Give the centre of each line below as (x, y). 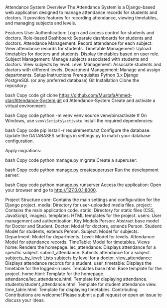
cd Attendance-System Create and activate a (109, 101)
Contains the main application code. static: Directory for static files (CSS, (80, 210)
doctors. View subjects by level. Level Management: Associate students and (83, 64)
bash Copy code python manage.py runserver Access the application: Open (83, 185)
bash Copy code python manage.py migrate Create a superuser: (71, 160)
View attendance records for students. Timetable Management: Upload (78, 49)
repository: (16, 86)
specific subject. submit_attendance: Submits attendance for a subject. (78, 253)
